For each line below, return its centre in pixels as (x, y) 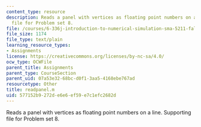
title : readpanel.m (31, 90)
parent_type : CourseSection (41, 73)
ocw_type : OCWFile (29, 62)
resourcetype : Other (32, 84)
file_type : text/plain (34, 40)
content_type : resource (36, 12)
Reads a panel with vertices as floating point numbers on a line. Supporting (99, 112)
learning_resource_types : (38, 46)
